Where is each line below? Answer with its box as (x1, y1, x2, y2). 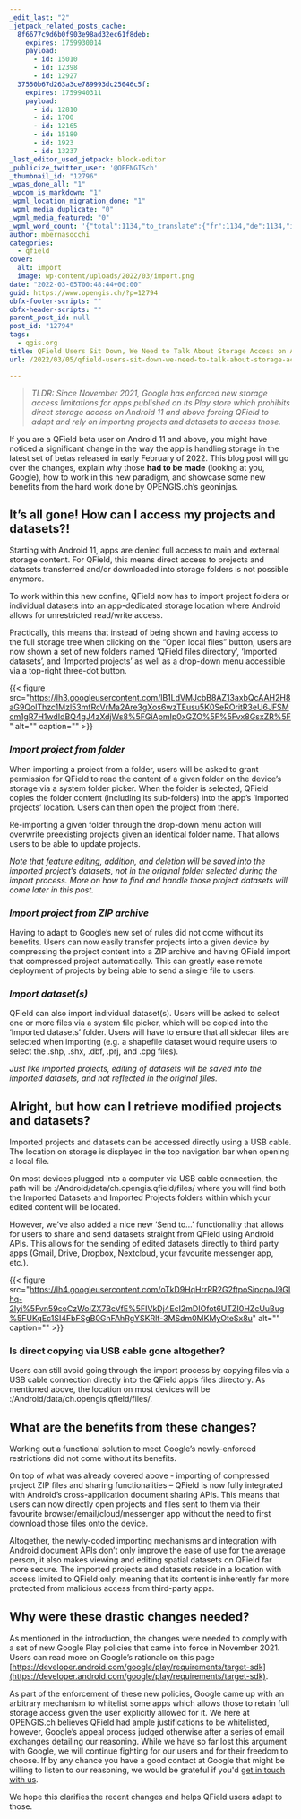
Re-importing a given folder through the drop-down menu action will (9, 819, 262, 830)
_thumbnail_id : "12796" (9, 171, 99, 180)
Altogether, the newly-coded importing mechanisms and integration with (9, 1536, 277, 1546)
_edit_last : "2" (9, 13, 70, 22)
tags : (9, 330, 30, 339)
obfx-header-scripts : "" (9, 305, 102, 314)
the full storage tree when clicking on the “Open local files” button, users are (9, 637, 292, 648)
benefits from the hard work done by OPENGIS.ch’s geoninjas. (9, 481, 239, 492)
